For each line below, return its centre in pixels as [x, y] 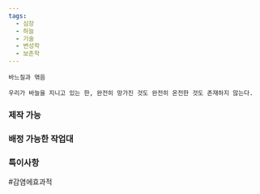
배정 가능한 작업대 [41, 139]
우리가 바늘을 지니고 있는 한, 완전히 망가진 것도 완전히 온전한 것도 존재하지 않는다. [131, 93]
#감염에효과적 [30, 182]
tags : [17, 16]
